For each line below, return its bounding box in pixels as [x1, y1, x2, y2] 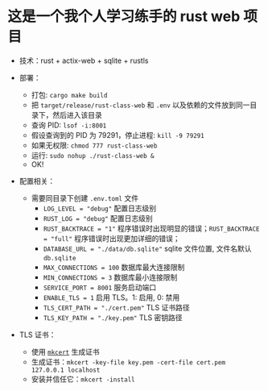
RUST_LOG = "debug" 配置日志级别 [43, 213, 154, 223]
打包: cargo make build [31, 89, 108, 99]
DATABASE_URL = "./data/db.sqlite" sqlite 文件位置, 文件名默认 [43, 243, 252, 253]
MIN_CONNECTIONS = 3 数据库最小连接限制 [43, 272, 178, 282]
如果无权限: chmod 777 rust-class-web [31, 140, 158, 150]
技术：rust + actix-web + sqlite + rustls [19, 56, 149, 65]
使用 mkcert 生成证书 [31, 347, 100, 356]
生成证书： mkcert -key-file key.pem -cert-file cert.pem [31, 356, 226, 367]
